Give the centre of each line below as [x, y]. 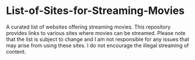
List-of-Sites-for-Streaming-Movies [95, 11]
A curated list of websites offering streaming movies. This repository [88, 27]
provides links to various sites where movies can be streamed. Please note [96, 33]
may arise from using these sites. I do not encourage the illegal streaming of [97, 45]
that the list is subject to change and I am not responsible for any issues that [98, 39]
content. [16, 51]
